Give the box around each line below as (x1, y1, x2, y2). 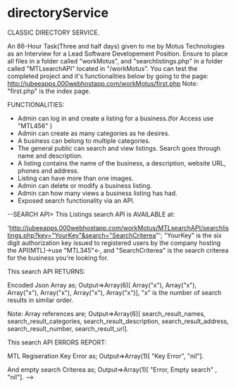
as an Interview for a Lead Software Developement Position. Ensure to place (7, 49, 228, 58)
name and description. (17, 151, 83, 160)
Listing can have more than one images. (17, 174, 134, 182)
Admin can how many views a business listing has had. (17, 189, 178, 197)
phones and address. (17, 166, 80, 175)
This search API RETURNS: (7, 267, 86, 275)
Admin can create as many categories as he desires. (17, 129, 170, 137)
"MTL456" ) (17, 121, 53, 130)
